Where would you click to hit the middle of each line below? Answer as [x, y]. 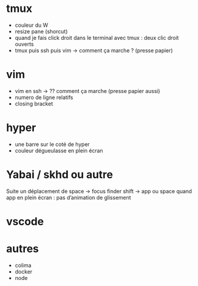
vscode [25, 221]
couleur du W [32, 25]
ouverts [24, 44]
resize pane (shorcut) [41, 31]
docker [24, 271]
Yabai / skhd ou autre [60, 175]
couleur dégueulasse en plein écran [59, 150]
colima [23, 265]
